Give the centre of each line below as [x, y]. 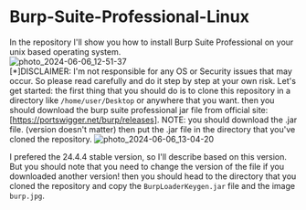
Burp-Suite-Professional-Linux [129, 17]
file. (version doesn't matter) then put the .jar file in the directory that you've [153, 129]
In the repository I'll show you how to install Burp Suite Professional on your [152, 42]
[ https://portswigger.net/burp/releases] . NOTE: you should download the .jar [153, 120]
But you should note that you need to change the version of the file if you [147, 166]
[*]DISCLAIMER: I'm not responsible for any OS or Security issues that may [151, 71]
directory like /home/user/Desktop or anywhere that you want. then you [142, 100]
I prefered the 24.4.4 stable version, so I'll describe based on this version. [148, 156]
